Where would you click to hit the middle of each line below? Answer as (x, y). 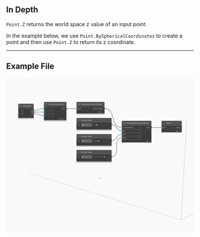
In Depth (22, 10)
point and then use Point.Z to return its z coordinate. (71, 42)
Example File (30, 66)
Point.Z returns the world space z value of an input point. (77, 24)
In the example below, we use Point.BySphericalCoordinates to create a (94, 36)
